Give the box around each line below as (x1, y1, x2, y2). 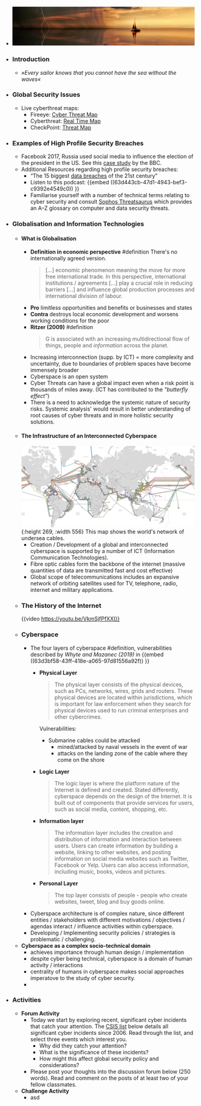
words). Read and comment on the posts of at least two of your (30, 1074, 189, 1082)
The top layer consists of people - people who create (54, 891, 188, 899)
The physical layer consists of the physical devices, (54, 681, 184, 688)
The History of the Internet (21, 601, 101, 610)
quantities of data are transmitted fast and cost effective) (30, 566, 173, 574)
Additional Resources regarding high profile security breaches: (21, 165, 179, 173)
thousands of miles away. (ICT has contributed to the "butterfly (30, 386, 188, 393)
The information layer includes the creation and (54, 829, 173, 836)
